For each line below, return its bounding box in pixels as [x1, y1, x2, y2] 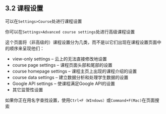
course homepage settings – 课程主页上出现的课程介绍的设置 [12, 68, 137, 74]
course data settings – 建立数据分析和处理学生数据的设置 [12, 74, 129, 80]
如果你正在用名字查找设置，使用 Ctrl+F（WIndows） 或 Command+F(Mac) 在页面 [5, 97, 155, 103]
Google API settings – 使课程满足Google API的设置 [12, 80, 115, 86]
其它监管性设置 [12, 86, 43, 92]
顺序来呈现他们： [9, 45, 45, 51]
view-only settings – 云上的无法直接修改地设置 [12, 56, 108, 62]
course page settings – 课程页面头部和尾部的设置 [12, 62, 112, 68]
